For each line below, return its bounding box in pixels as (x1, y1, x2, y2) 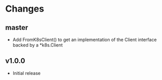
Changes (5, 3, 44, 15)
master (5, 23, 28, 32)
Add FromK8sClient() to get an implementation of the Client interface (12, 36, 157, 43)
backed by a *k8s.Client (12, 42, 63, 48)
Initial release (12, 70, 41, 76)
